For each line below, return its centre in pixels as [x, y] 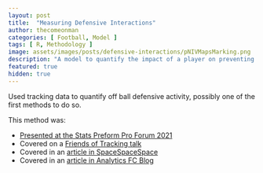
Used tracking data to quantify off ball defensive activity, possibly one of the [131, 96]
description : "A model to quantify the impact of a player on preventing [131, 60]
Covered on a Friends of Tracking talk [80, 143]
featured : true [33, 67]
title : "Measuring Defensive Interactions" [82, 23]
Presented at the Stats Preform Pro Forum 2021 [96, 135]
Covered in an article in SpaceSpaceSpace [89, 152]
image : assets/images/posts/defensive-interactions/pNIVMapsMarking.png [130, 52]
